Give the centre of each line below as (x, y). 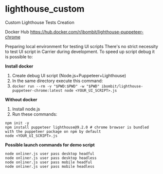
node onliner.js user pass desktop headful (50, 154)
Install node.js (26, 109)
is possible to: (19, 56)
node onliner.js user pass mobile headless (50, 166)
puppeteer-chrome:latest (37, 90)
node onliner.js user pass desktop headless (51, 158)
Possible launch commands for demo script (50, 145)
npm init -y (17, 123)
